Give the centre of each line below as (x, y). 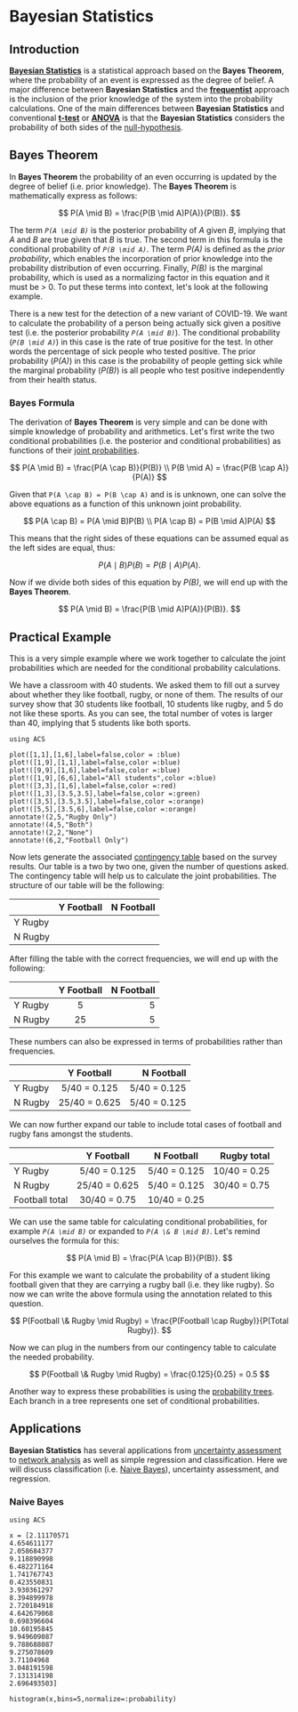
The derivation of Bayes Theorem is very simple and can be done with (139, 422)
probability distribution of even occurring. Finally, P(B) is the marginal (136, 268)
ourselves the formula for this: (64, 1240)
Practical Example (60, 637)
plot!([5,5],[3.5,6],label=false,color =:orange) (103, 809)
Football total (41, 1199)
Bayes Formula (42, 402)
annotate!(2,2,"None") (51, 832)
